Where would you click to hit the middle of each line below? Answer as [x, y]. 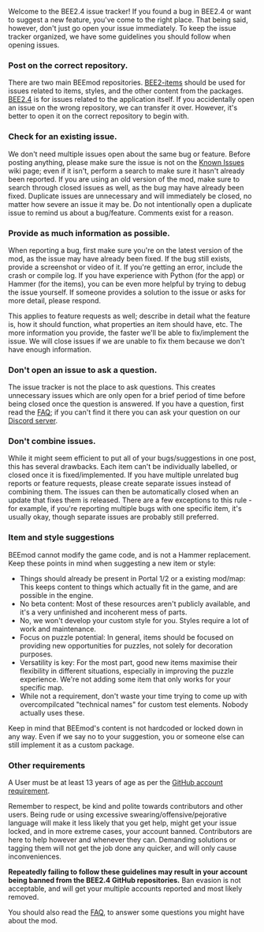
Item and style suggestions [61, 538]
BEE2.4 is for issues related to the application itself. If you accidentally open [131, 100]
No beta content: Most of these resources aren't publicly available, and [135, 603]
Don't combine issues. [52, 442]
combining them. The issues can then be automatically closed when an [123, 492]
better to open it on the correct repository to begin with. [99, 116]
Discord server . [33, 421]
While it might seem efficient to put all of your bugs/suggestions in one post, [132, 458]
